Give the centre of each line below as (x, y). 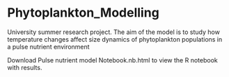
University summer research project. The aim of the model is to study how (114, 32)
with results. (25, 67)
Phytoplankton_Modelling (84, 13)
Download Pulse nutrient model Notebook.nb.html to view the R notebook (112, 60)
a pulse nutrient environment (48, 46)
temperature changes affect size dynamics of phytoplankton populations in (115, 39)
